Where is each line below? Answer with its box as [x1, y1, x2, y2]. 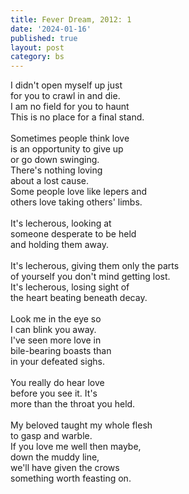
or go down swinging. [10, 154, 100, 166]
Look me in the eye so [10, 313, 102, 325]
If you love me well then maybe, [10, 441, 142, 453]
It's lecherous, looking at [10, 217, 112, 230]
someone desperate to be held [10, 228, 137, 240]
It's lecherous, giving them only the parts [10, 260, 180, 272]
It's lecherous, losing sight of [10, 281, 130, 293]
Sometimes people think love [10, 132, 130, 145]
